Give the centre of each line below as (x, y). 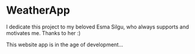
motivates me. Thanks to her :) (44, 33)
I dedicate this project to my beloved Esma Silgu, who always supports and (98, 27)
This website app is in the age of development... (65, 45)
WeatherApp (38, 10)
